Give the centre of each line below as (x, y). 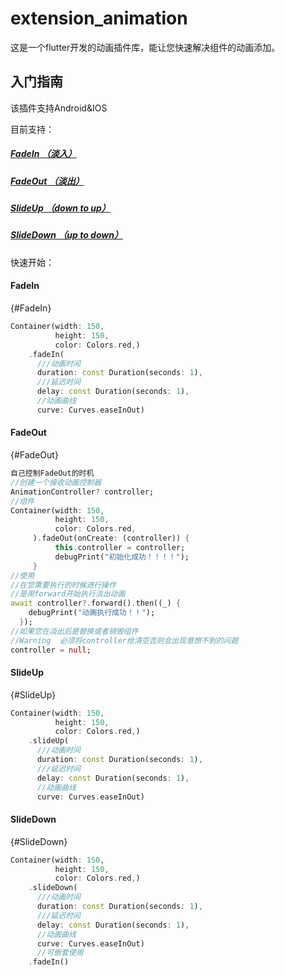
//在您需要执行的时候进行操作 (63, 585)
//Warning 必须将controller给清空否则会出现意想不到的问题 (124, 640)
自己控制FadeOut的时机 (52, 473)
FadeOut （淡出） (47, 181)
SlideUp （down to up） (60, 208)
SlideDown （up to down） (66, 235)
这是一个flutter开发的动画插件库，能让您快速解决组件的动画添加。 (145, 47)
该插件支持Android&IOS (59, 108)
